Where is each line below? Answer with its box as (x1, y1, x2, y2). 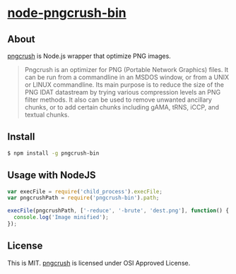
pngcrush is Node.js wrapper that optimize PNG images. (7, 52, 171, 60)
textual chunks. (24, 111, 69, 119)
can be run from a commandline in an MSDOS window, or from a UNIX (24, 73, 230, 81)
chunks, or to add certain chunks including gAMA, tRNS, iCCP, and (24, 103, 220, 111)
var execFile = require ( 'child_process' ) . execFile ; (7, 188, 163, 195)
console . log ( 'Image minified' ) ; (13, 214, 110, 221)
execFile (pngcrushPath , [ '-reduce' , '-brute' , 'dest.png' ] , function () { (7, 207, 230, 215)
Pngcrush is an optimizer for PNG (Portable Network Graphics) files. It (24, 66, 229, 73)
